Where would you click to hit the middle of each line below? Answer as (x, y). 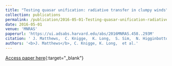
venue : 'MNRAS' (21, 29)
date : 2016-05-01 (24, 24)
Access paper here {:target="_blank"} (45, 58)
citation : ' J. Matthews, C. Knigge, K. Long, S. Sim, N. (73, 39)
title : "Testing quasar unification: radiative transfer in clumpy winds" (87, 10)
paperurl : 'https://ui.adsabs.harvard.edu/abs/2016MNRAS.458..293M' (80, 34)
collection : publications (33, 15)
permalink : (17, 19)
